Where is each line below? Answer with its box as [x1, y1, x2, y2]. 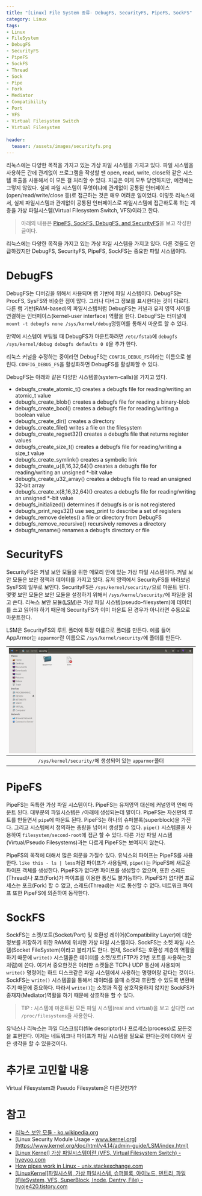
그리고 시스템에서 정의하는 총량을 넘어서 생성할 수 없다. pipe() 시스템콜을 [14, 824, 186, 831]
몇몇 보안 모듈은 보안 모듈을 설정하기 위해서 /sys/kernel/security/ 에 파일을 [6, 591, 186, 598]
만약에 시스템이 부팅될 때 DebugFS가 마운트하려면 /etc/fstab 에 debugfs [6, 332, 177, 340]
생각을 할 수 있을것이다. [12, 1040, 67, 1047]
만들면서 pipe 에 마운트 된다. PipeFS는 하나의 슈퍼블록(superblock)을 [17, 816, 180, 823]
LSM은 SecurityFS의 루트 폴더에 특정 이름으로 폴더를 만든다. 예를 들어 [6, 626, 171, 634]
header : [6, 137, 26, 143]
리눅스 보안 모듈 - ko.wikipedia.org [14, 1129, 99, 1136]
